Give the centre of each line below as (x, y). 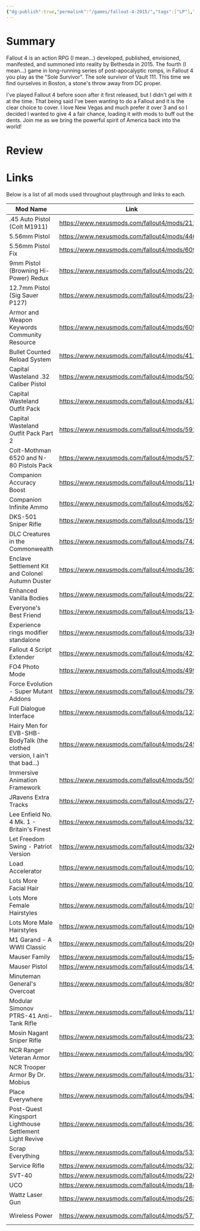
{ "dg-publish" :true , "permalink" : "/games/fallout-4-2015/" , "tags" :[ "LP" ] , (100, 12)
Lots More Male (31, 923)
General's (23, 983)
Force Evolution (31, 684)
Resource (23, 342)
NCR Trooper (27, 1067)
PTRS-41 (23, 1016)
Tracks (19, 804)
